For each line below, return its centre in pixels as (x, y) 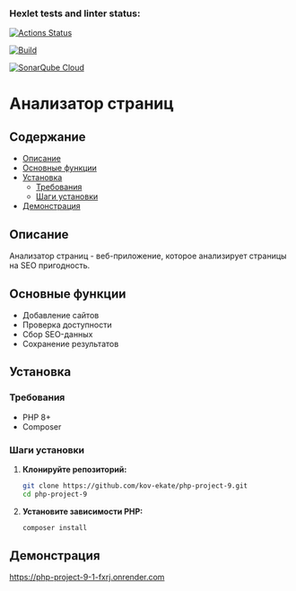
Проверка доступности (67, 325)
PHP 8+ (36, 417)
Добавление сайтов (61, 315)
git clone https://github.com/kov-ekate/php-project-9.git (135, 486)
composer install (55, 527)
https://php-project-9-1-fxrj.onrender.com (87, 578)
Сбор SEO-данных (57, 334)
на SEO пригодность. (50, 265)
